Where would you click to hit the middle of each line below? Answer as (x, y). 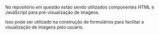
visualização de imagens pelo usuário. (44, 27)
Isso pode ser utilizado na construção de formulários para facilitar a (75, 22)
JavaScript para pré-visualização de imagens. (52, 12)
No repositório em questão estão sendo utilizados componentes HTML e (80, 7)
